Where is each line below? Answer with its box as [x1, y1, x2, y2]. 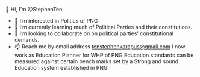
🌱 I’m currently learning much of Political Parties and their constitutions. [14, 24, 193, 30]
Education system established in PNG [14, 64, 108, 71]
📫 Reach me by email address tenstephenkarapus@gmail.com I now [14, 43, 186, 50]
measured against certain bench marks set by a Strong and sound [14, 58, 179, 65]
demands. [14, 36, 40, 43]
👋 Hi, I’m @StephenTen [5, 6, 63, 13]
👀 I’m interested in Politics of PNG [14, 17, 98, 24]
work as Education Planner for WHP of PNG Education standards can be [14, 51, 194, 58]
